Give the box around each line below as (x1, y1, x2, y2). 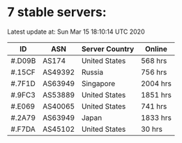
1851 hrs (140, 90, 172, 100)
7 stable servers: (7, 4, 107, 20)
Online (145, 43, 167, 53)
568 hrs (140, 55, 167, 65)
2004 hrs (140, 79, 172, 88)
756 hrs (140, 67, 167, 77)
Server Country (81, 43, 135, 53)
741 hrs (140, 101, 167, 111)
